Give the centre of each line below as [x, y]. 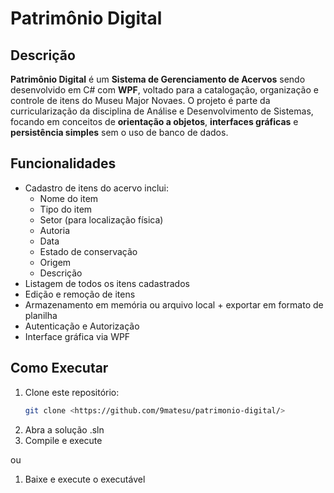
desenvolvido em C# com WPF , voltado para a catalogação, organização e [164, 90]
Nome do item [69, 198]
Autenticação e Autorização [82, 326]
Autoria [55, 230]
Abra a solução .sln [64, 429]
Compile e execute [63, 440]
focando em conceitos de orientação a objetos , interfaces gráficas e [154, 121]
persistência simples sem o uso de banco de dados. [119, 132]
